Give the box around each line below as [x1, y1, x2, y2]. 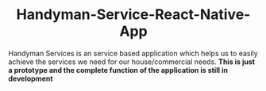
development [8, 74, 53, 83]
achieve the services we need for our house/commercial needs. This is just [8, 57, 256, 66]
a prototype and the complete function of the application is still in [8, 65, 229, 74]
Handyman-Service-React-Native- [16, 6, 251, 24]
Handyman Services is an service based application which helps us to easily [8, 48, 258, 58]
